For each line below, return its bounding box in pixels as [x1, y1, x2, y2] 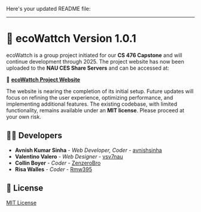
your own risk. [6, 113, 42, 120]
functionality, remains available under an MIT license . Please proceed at [6, 106, 184, 114]
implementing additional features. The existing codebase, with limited [6, 100, 178, 108]
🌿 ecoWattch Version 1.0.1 [6, 32, 136, 46]
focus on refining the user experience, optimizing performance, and [6, 94, 173, 101]
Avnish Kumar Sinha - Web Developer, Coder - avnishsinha [14, 147, 163, 154]
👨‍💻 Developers [6, 130, 63, 141]
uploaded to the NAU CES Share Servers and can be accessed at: [6, 64, 169, 71]
